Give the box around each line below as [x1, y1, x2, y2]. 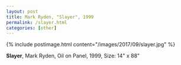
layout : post [6, 8, 38, 15]
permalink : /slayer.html [6, 19, 67, 25]
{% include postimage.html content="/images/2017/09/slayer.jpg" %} [6, 41, 176, 48]
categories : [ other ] [6, 25, 57, 31]
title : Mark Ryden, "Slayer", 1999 [6, 14, 94, 20]
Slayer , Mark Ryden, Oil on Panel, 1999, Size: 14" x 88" [6, 52, 140, 59]
